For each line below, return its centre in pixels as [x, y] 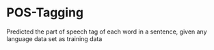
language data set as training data [54, 38]
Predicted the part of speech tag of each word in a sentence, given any [107, 32]
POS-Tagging [45, 13]
